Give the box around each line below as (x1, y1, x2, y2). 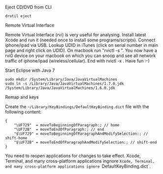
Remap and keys (5, 94, 39, 100)
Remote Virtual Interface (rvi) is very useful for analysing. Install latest (5, 32, 146, 37)
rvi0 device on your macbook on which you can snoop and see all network (5, 53, 156, 58)
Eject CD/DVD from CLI (5, 4, 52, 10)
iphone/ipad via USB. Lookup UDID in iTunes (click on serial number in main (5, 42, 159, 48)
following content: (5, 109, 42, 115)
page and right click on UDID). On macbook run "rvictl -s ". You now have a (5, 48, 157, 53)
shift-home (5, 136, 27, 141)
